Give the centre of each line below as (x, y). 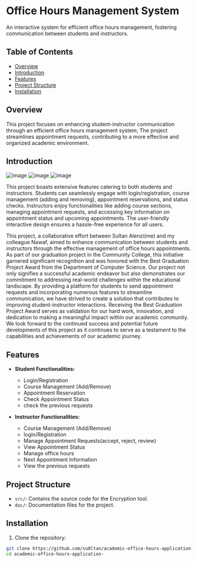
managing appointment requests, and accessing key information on (88, 212)
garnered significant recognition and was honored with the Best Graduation (98, 261)
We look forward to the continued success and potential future (82, 324)
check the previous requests (58, 406)
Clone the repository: (40, 537)
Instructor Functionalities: (47, 417)
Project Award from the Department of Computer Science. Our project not (96, 267)
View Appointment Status (54, 447)
